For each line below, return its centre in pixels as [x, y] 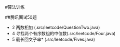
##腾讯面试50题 [21, 17]
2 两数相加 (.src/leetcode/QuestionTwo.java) [56, 27]
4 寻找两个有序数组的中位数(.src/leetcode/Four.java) [64, 33]
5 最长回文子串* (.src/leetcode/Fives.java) [53, 39]
